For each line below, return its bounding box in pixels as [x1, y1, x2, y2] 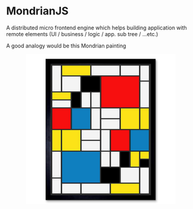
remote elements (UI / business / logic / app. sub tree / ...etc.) [6, 30, 159, 37]
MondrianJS [6, 4, 69, 18]
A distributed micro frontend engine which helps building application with [6, 24, 187, 31]
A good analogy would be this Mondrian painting [6, 42, 126, 49]
